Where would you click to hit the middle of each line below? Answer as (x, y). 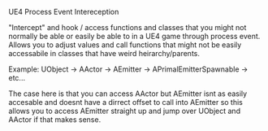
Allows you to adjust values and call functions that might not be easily (125, 45)
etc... (17, 78)
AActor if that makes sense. (55, 120)
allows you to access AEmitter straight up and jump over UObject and (125, 111)
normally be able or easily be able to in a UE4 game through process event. (134, 36)
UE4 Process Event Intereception (64, 12)
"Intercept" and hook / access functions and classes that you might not (128, 27)
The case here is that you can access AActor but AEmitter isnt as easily (128, 94)
